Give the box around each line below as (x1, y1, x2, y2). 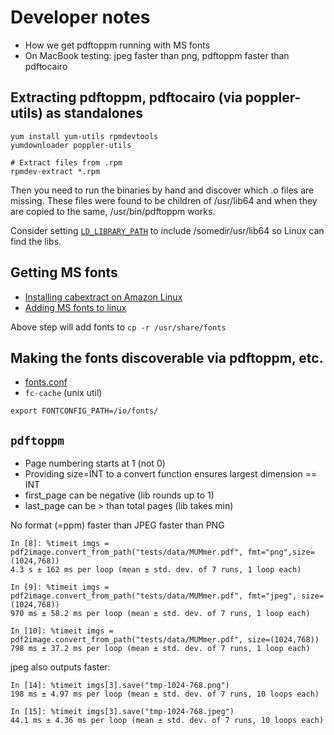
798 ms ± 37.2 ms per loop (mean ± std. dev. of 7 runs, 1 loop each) (10, 644, 311, 654)
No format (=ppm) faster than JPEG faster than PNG (10, 519, 225, 531)
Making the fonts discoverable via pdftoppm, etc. (10, 349, 324, 366)
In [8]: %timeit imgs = (10, 539, 110, 549)
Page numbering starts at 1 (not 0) (24, 457, 166, 470)
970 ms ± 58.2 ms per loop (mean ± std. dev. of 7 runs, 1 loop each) (10, 609, 311, 619)
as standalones (45, 105, 143, 122)
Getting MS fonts (10, 264, 118, 281)
